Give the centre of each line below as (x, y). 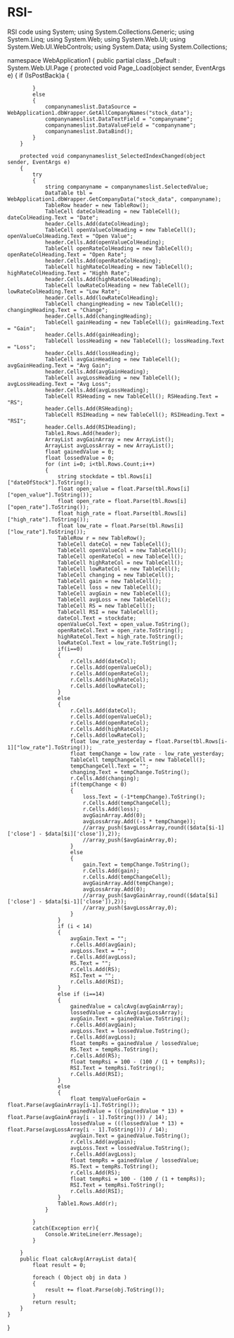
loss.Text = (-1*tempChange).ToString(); (144, 796)
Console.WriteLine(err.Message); (93, 1234)
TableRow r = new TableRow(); (102, 538)
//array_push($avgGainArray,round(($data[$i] (150, 895)
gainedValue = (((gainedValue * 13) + (127, 1111)
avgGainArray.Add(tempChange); (128, 883)
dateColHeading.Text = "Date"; (53, 218)
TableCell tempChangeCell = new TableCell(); (138, 760)
